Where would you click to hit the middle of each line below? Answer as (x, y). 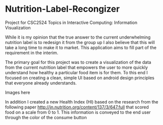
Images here (18, 92)
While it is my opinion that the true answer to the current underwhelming (78, 37)
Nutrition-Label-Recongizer (62, 9)
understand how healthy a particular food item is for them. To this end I (76, 72)
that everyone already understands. (41, 83)
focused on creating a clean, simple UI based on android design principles (80, 78)
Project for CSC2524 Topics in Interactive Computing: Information (71, 22)
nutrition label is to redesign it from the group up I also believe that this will (80, 42)
